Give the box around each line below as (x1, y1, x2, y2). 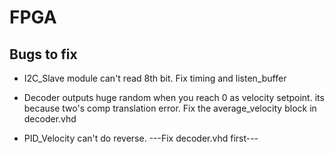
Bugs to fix (9, 46, 78, 63)
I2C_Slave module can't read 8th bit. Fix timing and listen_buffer (23, 72, 287, 84)
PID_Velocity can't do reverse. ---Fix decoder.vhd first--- (23, 132, 259, 144)
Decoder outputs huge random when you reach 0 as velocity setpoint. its (23, 92, 325, 103)
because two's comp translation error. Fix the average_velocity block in (23, 102, 317, 114)
